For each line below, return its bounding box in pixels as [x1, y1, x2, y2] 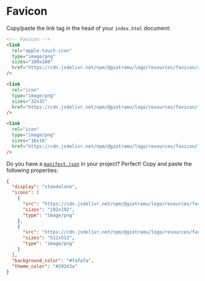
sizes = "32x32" [12, 98, 48, 104]
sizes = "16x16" [12, 137, 48, 144]
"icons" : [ [12, 190, 40, 196]
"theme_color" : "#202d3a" [12, 263, 78, 269]
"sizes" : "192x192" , [22, 206, 75, 213]
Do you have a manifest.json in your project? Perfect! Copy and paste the [6, 160, 192, 167]
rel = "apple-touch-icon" [12, 48, 72, 54]
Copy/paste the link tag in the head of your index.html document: [6, 24, 171, 32]
